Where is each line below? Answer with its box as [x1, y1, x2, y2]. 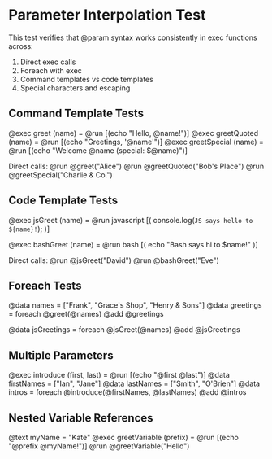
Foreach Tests [8, 278, 82, 292]
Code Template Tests [8, 194, 119, 208]
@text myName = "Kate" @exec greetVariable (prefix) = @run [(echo [8, 433, 240, 442]
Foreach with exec [19, 65, 83, 75]
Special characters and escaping [19, 83, 131, 93]
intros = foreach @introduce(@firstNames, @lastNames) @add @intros [8, 387, 247, 397]
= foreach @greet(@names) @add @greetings [8, 309, 164, 319]
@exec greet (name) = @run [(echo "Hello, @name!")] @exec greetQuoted [8, 128, 259, 138]
